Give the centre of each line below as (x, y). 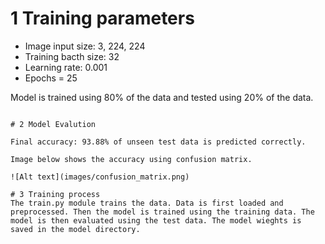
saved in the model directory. (75, 229)
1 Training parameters (102, 18)
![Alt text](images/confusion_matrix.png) (100, 177)
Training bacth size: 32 (72, 56)
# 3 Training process (55, 194)
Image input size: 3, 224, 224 (85, 46)
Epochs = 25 (51, 78)
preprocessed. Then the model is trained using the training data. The (162, 212)
